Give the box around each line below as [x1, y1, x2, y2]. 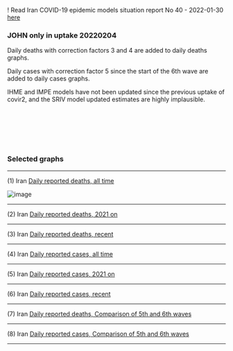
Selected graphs [7, 154, 64, 164]
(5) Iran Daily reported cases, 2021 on [7, 270, 116, 278]
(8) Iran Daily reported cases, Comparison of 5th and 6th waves [7, 329, 189, 338]
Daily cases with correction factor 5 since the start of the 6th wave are [7, 67, 209, 76]
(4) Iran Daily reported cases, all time [7, 250, 113, 258]
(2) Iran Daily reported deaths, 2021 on [7, 209, 118, 218]
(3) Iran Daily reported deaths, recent [7, 230, 114, 238]
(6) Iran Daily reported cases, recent [7, 289, 111, 298]
